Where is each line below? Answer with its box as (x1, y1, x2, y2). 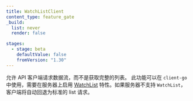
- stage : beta (11, 46, 46, 53)
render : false (11, 30, 46, 36)
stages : (6, 41, 25, 47)
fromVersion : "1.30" (16, 57, 67, 63)
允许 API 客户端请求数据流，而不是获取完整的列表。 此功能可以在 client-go (6, 74, 187, 81)
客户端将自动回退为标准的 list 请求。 (6, 88, 93, 95)
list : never (11, 25, 41, 31)
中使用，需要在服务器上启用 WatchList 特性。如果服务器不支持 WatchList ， (6, 81, 186, 88)
